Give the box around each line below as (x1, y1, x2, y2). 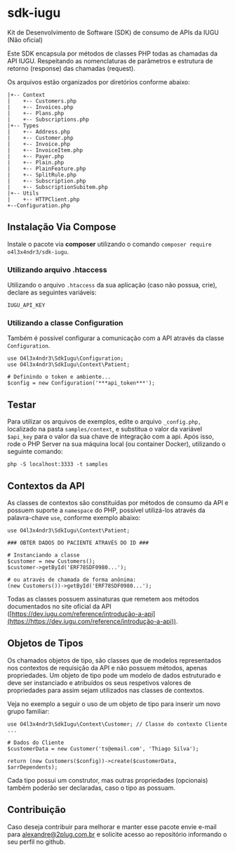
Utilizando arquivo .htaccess (7, 265, 107, 275)
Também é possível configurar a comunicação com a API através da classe (7, 334, 224, 342)
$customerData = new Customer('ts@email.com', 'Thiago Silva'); (7, 745, 199, 753)
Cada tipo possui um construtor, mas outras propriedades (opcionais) (7, 776, 208, 784)
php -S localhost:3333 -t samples (7, 461, 109, 468)
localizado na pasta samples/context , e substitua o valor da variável (7, 425, 202, 434)
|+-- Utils (7, 190, 39, 197)
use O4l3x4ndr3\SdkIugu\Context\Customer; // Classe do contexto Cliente (7, 720, 228, 728)
